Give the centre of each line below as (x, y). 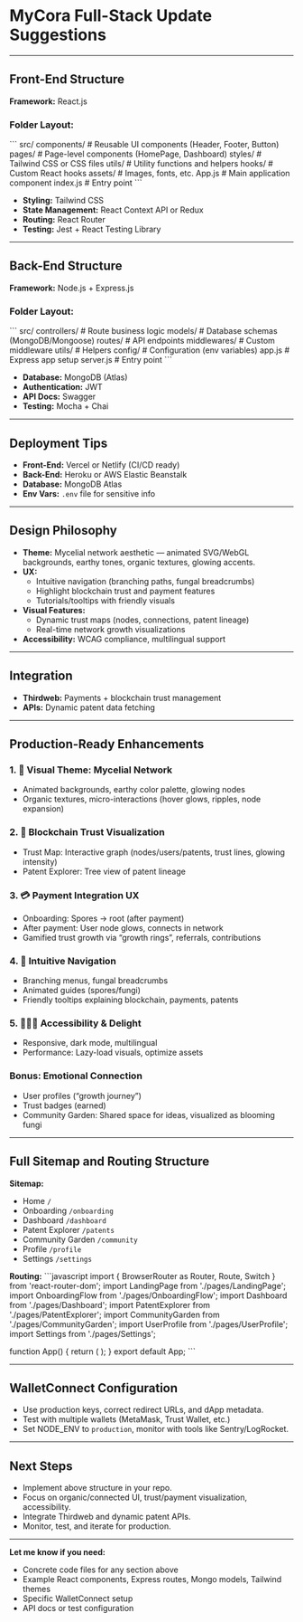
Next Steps (41, 1466)
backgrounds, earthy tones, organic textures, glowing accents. (138, 562)
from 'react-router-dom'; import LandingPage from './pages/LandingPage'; (148, 1285)
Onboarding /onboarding (68, 1210)
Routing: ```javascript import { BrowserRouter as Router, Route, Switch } (142, 1276)
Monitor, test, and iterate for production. (96, 1526)
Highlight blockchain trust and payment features (125, 591)
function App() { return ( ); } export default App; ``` (103, 1351)
